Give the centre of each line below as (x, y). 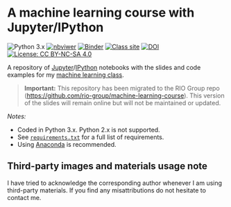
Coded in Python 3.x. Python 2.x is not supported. (89, 129)
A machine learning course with (101, 13)
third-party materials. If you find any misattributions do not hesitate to (107, 190)
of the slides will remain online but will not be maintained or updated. (122, 102)
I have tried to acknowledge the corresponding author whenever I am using (115, 183)
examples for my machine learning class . (66, 75)
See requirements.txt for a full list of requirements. (91, 137)
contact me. (24, 197)
